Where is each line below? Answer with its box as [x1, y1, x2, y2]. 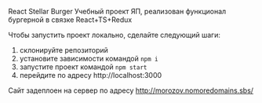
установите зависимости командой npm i [19, 54, 158, 63]
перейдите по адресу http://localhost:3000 [19, 71, 162, 79]
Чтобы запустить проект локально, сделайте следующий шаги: [8, 31, 221, 39]
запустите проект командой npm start [19, 62, 147, 72]
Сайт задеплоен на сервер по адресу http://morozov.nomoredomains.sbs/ [8, 86, 253, 95]
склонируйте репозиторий [19, 46, 108, 54]
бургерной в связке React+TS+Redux [8, 15, 133, 24]
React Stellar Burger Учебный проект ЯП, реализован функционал [8, 7, 227, 16]
